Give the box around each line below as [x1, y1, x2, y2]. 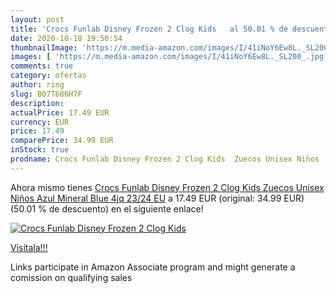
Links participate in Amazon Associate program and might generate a [10, 261, 296, 273]
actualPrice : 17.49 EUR [10, 107, 110, 118]
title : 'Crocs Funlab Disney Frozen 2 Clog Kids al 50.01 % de [10, 24, 288, 34]
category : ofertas [10, 71, 87, 81]
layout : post [10, 14, 65, 25]
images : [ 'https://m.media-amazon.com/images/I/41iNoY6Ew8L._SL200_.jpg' [10, 52, 329, 62]
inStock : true [10, 145, 70, 155]
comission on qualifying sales [10, 271, 133, 283]
